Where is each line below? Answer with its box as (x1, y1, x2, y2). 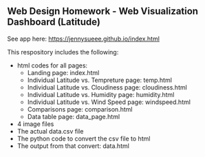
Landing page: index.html (27, 68, 100, 76)
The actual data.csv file (17, 127, 84, 135)
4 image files (17, 120, 54, 128)
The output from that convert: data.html (17, 141, 129, 150)
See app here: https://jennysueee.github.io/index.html (7, 34, 160, 43)
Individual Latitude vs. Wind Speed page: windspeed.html (27, 98, 191, 106)
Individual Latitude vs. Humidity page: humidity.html (27, 90, 175, 98)
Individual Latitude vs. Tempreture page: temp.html (27, 76, 172, 84)
